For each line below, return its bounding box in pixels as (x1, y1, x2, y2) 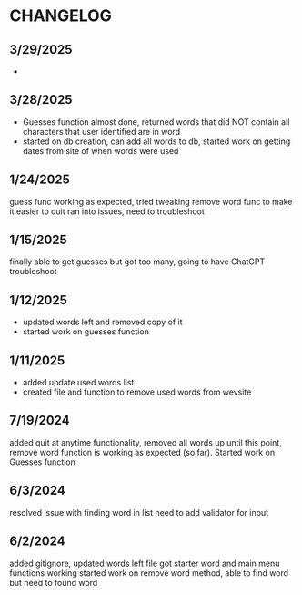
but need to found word (9, 577, 98, 588)
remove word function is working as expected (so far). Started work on (9, 446, 276, 457)
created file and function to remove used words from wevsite (22, 386, 252, 397)
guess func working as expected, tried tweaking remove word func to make (9, 196, 293, 207)
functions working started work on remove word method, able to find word (9, 567, 289, 579)
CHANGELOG (9, 5, 112, 26)
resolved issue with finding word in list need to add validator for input (9, 507, 269, 518)
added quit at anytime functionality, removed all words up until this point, (9, 436, 282, 447)
